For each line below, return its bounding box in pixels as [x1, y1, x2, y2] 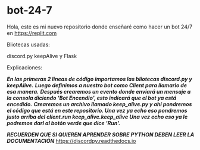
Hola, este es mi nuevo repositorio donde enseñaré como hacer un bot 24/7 [7, 23, 193, 30]
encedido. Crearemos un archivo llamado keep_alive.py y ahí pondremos [7, 100, 192, 107]
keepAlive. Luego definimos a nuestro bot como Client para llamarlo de [7, 81, 187, 89]
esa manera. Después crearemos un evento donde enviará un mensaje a [7, 88, 191, 95]
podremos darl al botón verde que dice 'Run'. [7, 119, 121, 126]
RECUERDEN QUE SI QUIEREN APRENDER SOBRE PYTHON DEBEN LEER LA [7, 131, 195, 138]
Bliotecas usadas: [7, 41, 50, 48]
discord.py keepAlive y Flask [7, 52, 77, 59]
